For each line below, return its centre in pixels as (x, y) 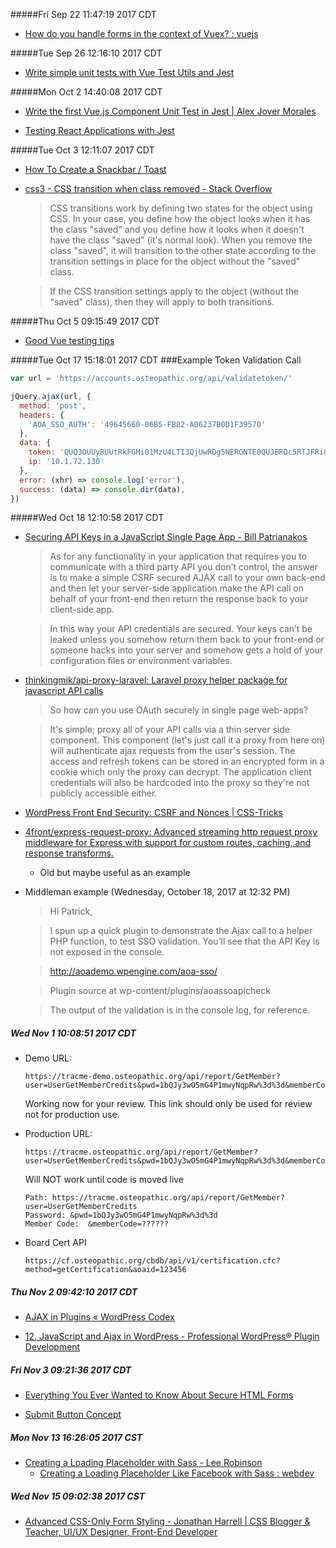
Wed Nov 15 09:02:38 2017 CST (78, 1496)
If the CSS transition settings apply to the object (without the (174, 291)
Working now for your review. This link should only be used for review (168, 1104)
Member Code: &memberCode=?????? (96, 1224)
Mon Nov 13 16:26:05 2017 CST (76, 1437)
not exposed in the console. (107, 952)
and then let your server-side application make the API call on (177, 588)
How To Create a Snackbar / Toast (95, 169)
